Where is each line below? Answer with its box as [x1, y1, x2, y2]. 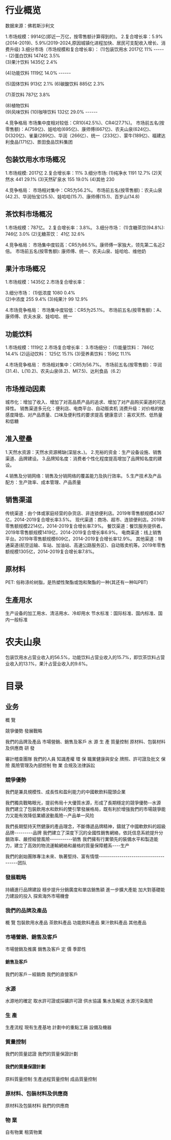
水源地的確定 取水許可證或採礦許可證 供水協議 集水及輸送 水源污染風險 [5, 997, 153, 1004]
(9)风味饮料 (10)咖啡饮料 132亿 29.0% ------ [5, 108, 98, 115]
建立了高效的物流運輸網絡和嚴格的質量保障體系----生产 [14, 842, 130, 849]
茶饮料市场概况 [5, 210, 52, 219]
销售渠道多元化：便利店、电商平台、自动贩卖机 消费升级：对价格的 [19, 405, 159, 412]
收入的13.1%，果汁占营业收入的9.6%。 [9, 660, 91, 667]
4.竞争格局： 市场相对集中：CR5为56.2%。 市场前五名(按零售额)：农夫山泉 [5, 187, 163, 193]
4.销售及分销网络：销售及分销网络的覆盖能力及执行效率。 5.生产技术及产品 [5, 472, 162, 478]
